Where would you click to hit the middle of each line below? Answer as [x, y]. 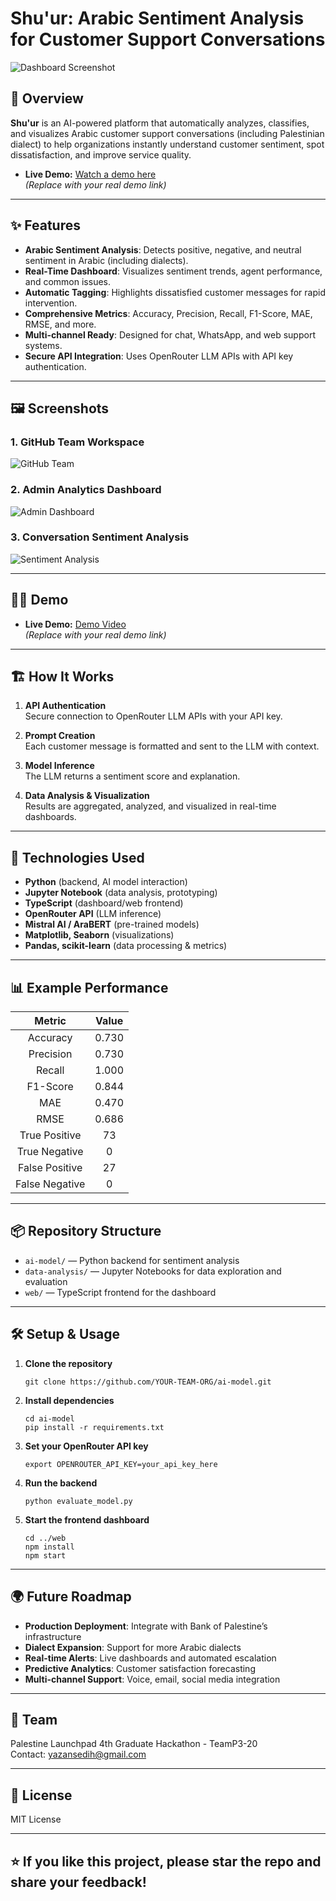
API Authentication [65, 706]
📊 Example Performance [89, 987]
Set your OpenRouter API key [86, 1446]
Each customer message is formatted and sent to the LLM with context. [172, 746]
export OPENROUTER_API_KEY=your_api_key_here [121, 1464]
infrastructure [53, 1636]
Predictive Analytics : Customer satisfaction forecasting [140, 1668]
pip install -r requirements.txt [94, 1427]
